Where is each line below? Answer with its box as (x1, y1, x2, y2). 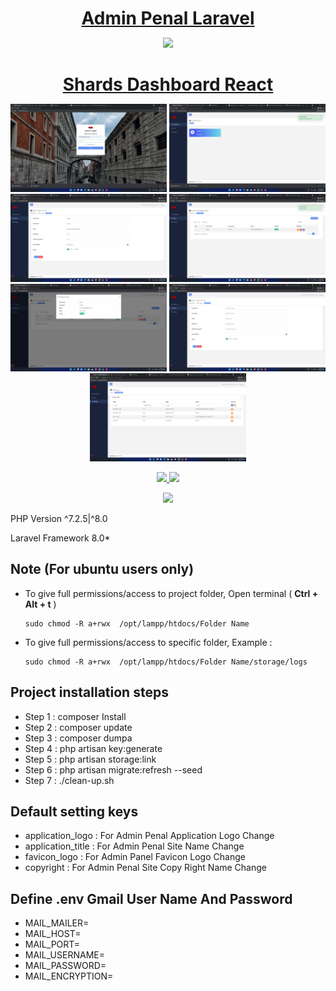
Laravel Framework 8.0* (10, 532, 111, 544)
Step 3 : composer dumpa (24, 732, 133, 744)
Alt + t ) (24, 598, 57, 610)
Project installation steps (10, 684, 169, 701)
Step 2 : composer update (24, 721, 133, 733)
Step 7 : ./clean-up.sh (24, 774, 115, 786)
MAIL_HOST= (24, 928, 82, 940)
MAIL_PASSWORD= (24, 960, 107, 972)
